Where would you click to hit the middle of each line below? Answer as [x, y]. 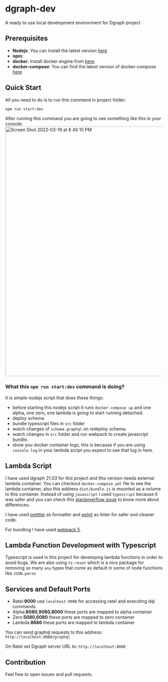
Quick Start [23, 88]
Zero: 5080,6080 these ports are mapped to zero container [73, 617]
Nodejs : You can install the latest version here [60, 50]
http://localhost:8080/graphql [38, 637]
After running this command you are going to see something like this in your [83, 119]
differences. [17, 505]
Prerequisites [26, 38]
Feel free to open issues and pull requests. [49, 674]
